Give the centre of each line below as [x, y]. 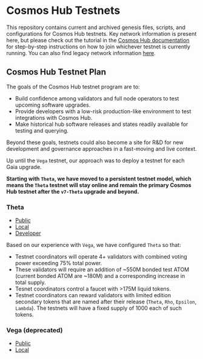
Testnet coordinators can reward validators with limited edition [93, 295]
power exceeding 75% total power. [58, 263]
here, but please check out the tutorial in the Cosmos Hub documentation [98, 40]
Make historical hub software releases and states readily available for [101, 124]
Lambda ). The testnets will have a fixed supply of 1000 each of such [98, 308]
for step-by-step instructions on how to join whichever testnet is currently [98, 47]
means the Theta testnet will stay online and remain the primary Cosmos [99, 185]
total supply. [31, 283]
